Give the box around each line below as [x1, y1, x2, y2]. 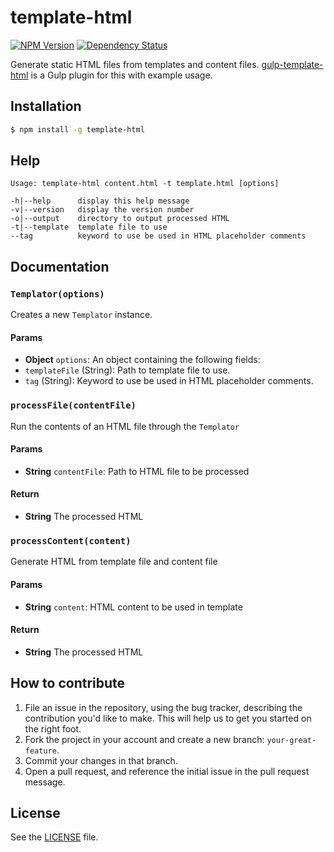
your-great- [266, 735, 317, 745]
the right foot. [24, 722, 82, 735]
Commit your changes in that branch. [24, 754, 178, 766]
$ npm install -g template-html [10, 124, 145, 135]
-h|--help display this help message [10, 196, 190, 206]
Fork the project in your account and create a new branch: [24, 733, 265, 745]
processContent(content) [10, 535, 132, 546]
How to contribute [10, 675, 126, 692]
